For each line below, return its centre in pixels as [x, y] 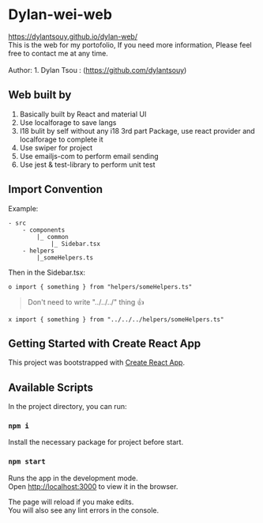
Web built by [40, 95]
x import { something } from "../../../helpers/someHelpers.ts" [116, 319]
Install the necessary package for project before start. [96, 442]
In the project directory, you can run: [68, 407]
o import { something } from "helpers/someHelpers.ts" [100, 286]
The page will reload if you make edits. [71, 502]
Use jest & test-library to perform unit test [87, 165]
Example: [23, 208]
